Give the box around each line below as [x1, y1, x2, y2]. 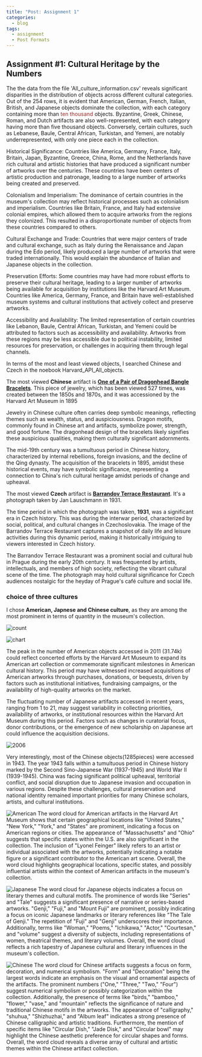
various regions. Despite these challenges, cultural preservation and [6, 786, 176, 793]
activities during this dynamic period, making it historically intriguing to [6, 533, 182, 541]
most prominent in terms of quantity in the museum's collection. [6, 613, 165, 620]
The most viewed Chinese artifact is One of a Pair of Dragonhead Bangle [6, 378, 189, 385]
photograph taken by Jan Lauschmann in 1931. [6, 496, 122, 504]
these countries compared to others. [6, 223, 98, 230]
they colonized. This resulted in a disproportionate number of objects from [6, 217, 191, 224]
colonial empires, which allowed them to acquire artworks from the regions [6, 211, 192, 218]
